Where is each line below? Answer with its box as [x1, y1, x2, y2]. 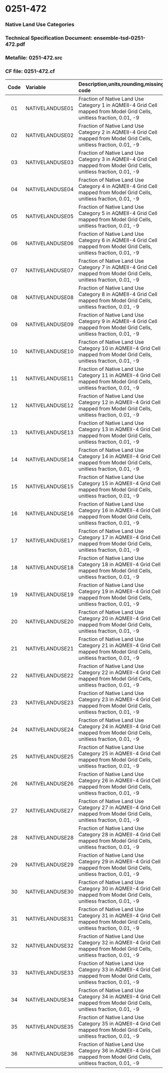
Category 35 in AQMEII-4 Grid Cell [78, 1020, 161, 1027]
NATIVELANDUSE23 [25, 699, 74, 706]
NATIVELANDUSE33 [25, 969, 74, 977]
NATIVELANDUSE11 [25, 375, 74, 382]
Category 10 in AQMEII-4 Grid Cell [78, 345, 161, 352]
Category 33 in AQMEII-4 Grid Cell [78, 966, 161, 973]
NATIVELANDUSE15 [25, 483, 74, 490]
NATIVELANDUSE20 [25, 618, 74, 625]
